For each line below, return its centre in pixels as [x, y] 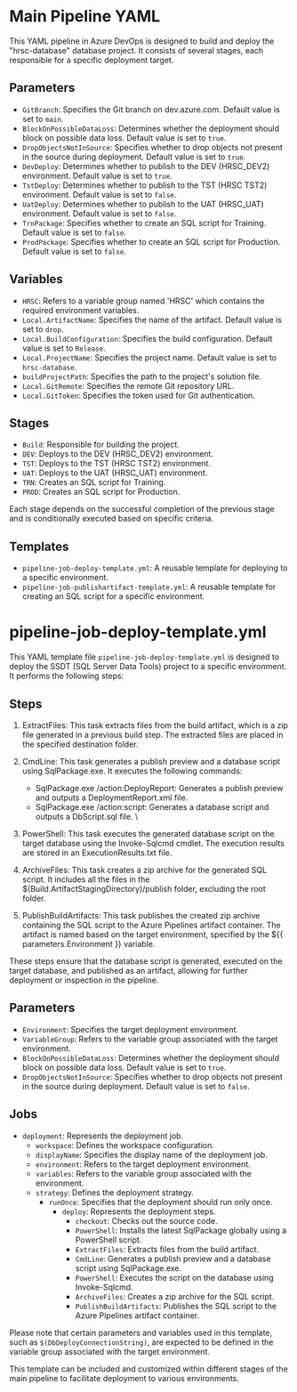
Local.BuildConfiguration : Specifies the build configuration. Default [147, 338]
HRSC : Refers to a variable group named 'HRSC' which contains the [143, 301]
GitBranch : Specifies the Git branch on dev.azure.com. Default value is [151, 109]
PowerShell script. [108, 1240]
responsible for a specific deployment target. [92, 60]
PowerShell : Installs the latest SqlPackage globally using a [181, 1230]
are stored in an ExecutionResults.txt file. [97, 853]
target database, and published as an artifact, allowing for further [129, 970]
